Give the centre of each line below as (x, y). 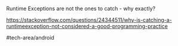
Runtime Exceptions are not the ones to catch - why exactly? (81, 9)
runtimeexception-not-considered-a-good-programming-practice (87, 26)
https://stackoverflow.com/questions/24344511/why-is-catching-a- (89, 20)
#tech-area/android (30, 37)
